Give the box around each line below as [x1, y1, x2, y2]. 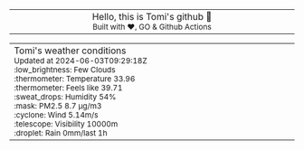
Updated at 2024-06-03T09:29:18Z [14, 56, 147, 66]
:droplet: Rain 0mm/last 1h [14, 128, 108, 138]
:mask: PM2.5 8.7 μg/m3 [14, 101, 102, 111]
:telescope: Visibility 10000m [14, 119, 119, 129]
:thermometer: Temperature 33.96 [14, 74, 136, 84]
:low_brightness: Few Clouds [14, 65, 116, 75]
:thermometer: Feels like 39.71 [14, 83, 123, 93]
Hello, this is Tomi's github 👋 [91, 11, 213, 23]
